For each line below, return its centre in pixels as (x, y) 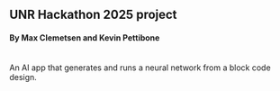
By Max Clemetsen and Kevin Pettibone (85, 37)
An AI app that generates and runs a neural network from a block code (140, 68)
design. (23, 77)
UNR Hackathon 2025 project (93, 15)
